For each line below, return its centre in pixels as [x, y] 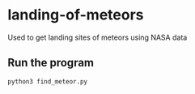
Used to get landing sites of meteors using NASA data [97, 37]
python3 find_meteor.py [48, 81]
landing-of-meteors [76, 15]
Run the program [51, 63]
